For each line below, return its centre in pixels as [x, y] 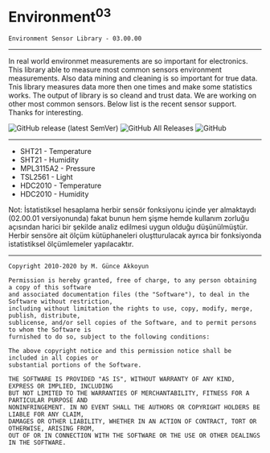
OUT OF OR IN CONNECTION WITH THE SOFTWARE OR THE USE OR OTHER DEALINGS [135, 436]
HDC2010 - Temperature [61, 185]
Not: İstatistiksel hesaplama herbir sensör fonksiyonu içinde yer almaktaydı [132, 210]
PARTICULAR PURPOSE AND [48, 401]
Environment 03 [60, 16]
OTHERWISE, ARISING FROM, [51, 429]
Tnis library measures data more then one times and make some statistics [131, 87]
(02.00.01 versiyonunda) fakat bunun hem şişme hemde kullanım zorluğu [129, 218]
